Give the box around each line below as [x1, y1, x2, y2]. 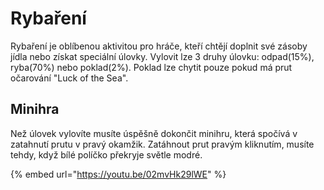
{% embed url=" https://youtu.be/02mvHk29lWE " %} [10, 168, 227, 180]
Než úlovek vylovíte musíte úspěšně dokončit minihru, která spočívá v [10, 127, 298, 139]
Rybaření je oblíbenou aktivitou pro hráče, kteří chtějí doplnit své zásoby [10, 40, 308, 52]
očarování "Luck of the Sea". [10, 72, 129, 84]
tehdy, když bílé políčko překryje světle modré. [10, 148, 203, 161]
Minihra [10, 101, 60, 118]
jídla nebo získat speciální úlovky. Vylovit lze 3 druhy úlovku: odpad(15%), [10, 50, 315, 62]
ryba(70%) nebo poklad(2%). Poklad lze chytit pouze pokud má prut [10, 61, 293, 73]
